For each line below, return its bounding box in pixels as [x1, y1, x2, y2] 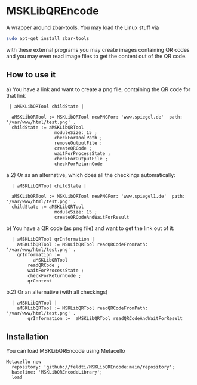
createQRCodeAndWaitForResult [54, 214, 130, 220]
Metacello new [6, 359, 42, 365]
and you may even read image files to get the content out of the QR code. [6, 52, 187, 60]
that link [6, 92, 26, 99]
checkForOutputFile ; [54, 156, 109, 162]
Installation [6, 332, 49, 342]
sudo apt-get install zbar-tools [6, 35, 90, 41]
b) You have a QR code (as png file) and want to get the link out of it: [6, 225, 175, 232]
